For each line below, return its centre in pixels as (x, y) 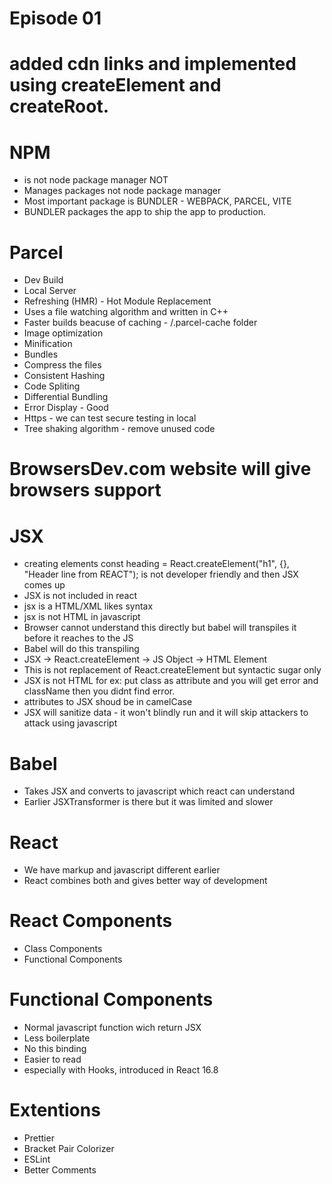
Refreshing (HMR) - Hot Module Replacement (117, 301)
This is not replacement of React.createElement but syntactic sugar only (172, 670)
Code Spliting (52, 386)
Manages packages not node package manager (122, 191)
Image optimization (63, 333)
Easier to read (52, 1059)
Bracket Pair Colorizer (69, 1149)
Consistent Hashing (64, 376)
